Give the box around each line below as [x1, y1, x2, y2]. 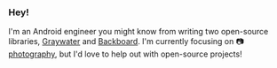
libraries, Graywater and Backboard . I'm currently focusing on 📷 [8, 36, 245, 47]
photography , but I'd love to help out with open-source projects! [8, 49, 242, 59]
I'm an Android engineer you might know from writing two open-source [8, 26, 269, 37]
